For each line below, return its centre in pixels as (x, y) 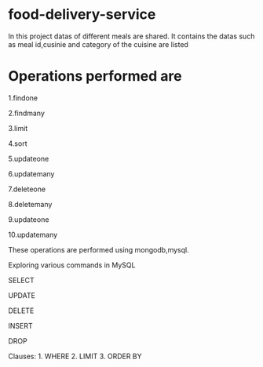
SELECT (21, 280)
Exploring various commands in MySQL (72, 265)
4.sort (18, 144)
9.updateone (29, 219)
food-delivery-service (82, 15)
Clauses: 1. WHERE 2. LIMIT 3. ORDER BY (75, 356)
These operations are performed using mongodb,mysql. (99, 249)
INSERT (20, 325)
